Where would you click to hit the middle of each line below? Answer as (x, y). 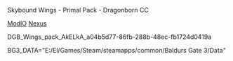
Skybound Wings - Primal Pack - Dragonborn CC (78, 10)
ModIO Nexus (27, 23)
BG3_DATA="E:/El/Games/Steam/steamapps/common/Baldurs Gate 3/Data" (116, 50)
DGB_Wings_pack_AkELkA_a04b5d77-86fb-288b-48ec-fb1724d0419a (109, 37)
